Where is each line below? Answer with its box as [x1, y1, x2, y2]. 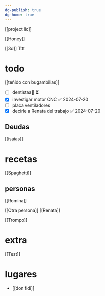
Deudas [5, 123, 30, 131]
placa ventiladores [12, 102, 51, 108]
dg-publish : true [5, 7, 41, 13]
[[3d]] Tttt [5, 45, 25, 51]
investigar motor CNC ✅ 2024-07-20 [12, 96, 89, 103]
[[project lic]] [5, 26, 32, 32]
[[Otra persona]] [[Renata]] [5, 207, 61, 213]
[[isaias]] [5, 136, 23, 142]
